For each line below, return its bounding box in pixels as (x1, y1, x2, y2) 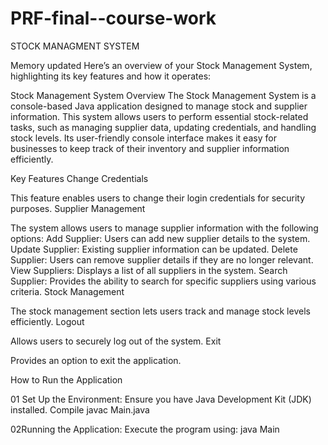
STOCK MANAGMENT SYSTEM (10, 40, 140, 52)
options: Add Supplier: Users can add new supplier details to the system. (10, 232, 311, 244)
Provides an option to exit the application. (10, 354, 182, 366)
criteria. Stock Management (10, 285, 125, 297)
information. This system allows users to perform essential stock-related (10, 110, 309, 122)
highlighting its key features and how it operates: (10, 70, 212, 82)
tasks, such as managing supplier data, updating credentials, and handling (10, 121, 317, 133)
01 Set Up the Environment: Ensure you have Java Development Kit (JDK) (10, 393, 312, 405)
